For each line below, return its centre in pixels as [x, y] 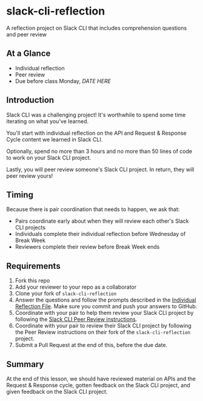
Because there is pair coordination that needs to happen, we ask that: [93, 209]
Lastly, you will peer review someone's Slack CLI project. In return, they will [100, 169]
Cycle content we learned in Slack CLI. [55, 139]
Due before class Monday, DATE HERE [63, 81]
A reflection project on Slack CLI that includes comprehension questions [97, 28]
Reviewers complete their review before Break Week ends [87, 247]
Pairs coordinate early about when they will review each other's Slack [102, 221]
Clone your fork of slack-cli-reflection [66, 294]
